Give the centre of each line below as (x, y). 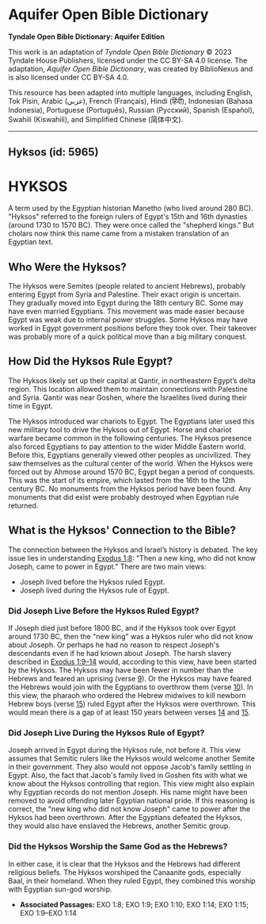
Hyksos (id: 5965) (53, 152)
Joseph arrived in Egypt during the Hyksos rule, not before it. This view (125, 750)
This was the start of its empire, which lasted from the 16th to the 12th (122, 480)
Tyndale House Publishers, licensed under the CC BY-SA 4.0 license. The (128, 60)
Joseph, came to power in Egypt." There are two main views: (107, 566)
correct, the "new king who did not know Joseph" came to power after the (129, 809)
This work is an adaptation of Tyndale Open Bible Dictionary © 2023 (120, 52)
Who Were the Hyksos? (67, 267)
